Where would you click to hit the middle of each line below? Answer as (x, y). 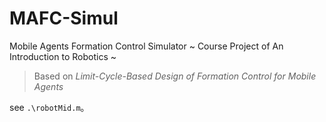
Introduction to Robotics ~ (63, 56)
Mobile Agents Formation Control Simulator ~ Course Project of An (146, 46)
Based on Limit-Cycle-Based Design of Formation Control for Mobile (175, 76)
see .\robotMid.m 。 (49, 107)
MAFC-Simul (64, 18)
